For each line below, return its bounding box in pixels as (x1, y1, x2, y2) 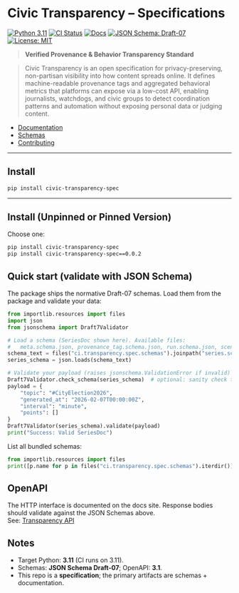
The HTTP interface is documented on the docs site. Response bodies (7, 501, 213, 510)
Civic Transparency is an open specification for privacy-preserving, (24, 64, 223, 72)
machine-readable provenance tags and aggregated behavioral (24, 78, 211, 87)
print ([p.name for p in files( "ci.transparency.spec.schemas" (7, 462, 196, 470)
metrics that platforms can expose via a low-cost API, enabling (24, 86, 209, 95)
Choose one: (7, 230, 45, 238)
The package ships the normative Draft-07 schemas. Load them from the (7, 289, 222, 298)
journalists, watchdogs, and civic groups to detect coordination (24, 94, 211, 103)
